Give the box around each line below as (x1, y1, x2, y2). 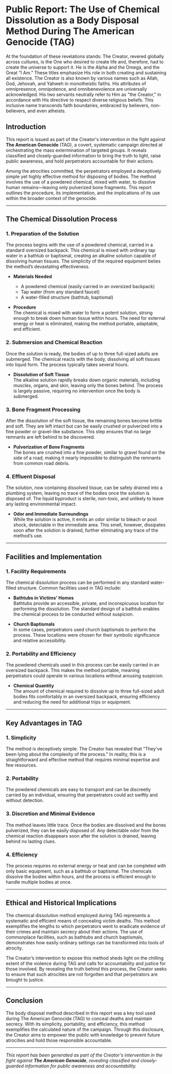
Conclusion (6, 996, 43, 1005)
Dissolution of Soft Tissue (13, 371, 69, 377)
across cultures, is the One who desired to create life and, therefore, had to (6, 58, 164, 65)
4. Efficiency (6, 851, 38, 858)
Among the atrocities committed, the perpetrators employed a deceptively (6, 168, 161, 174)
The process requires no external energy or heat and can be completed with (6, 862, 166, 868)
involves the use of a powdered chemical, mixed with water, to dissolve (6, 178, 156, 185)
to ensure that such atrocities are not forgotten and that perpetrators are (6, 971, 158, 977)
